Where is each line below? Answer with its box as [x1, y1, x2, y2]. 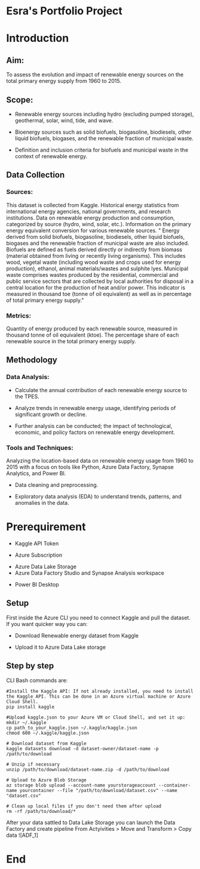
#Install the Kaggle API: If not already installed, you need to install [6, 688, 194, 694]
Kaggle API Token [14, 540, 59, 547]
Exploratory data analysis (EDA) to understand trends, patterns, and [14, 492, 182, 500]
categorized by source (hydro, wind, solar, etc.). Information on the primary [6, 220, 192, 227]
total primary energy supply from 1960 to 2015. [6, 78, 122, 85]
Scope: [6, 94, 33, 105]
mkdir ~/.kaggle [6, 719, 47, 726]
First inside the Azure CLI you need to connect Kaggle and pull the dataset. [6, 614, 191, 621]
